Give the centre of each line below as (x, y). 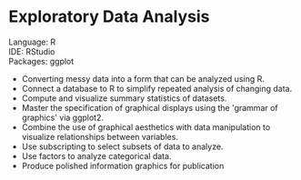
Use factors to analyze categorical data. (96, 155)
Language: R (32, 42)
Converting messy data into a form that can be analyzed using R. (143, 78)
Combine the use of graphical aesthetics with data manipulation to (146, 127)
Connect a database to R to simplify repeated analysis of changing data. (157, 88)
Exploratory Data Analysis (109, 17)
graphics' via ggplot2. (63, 117)
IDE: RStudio (32, 51)
